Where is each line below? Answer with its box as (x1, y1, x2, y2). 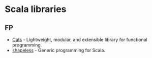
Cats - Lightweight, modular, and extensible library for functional (12, 36, 148, 42)
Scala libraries (5, 3, 67, 15)
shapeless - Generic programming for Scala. (12, 47, 105, 53)
